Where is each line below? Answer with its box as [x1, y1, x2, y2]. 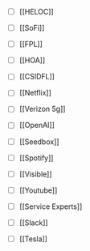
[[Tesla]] [18, 234, 47, 244]
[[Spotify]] [18, 153, 54, 163]
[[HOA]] [18, 56, 46, 66]
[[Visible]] [18, 169, 53, 179]
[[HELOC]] [18, 7, 54, 16]
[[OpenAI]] [18, 121, 55, 130]
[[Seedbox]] [18, 137, 59, 147]
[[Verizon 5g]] [18, 104, 66, 114]
